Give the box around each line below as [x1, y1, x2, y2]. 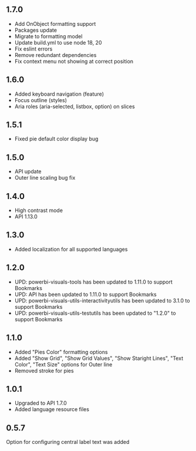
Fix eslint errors [14, 45, 53, 52]
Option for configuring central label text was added [6, 439, 130, 446]
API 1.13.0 [14, 213, 38, 220]
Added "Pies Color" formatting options [14, 348, 108, 355]
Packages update [14, 26, 58, 33]
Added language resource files [14, 406, 90, 413]
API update [14, 168, 42, 175]
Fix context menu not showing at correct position [14, 58, 134, 65]
